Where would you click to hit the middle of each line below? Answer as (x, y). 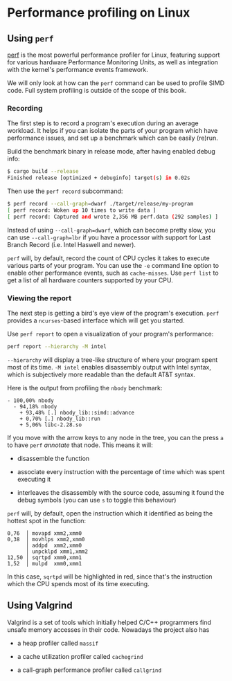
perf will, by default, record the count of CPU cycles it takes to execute (108, 258)
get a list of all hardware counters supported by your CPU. (90, 280)
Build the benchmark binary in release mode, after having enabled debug (111, 152)
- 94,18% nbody (35, 406)
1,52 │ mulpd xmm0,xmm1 (44, 563)
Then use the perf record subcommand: (65, 191)
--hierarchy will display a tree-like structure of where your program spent (113, 360)
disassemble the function (53, 458)
